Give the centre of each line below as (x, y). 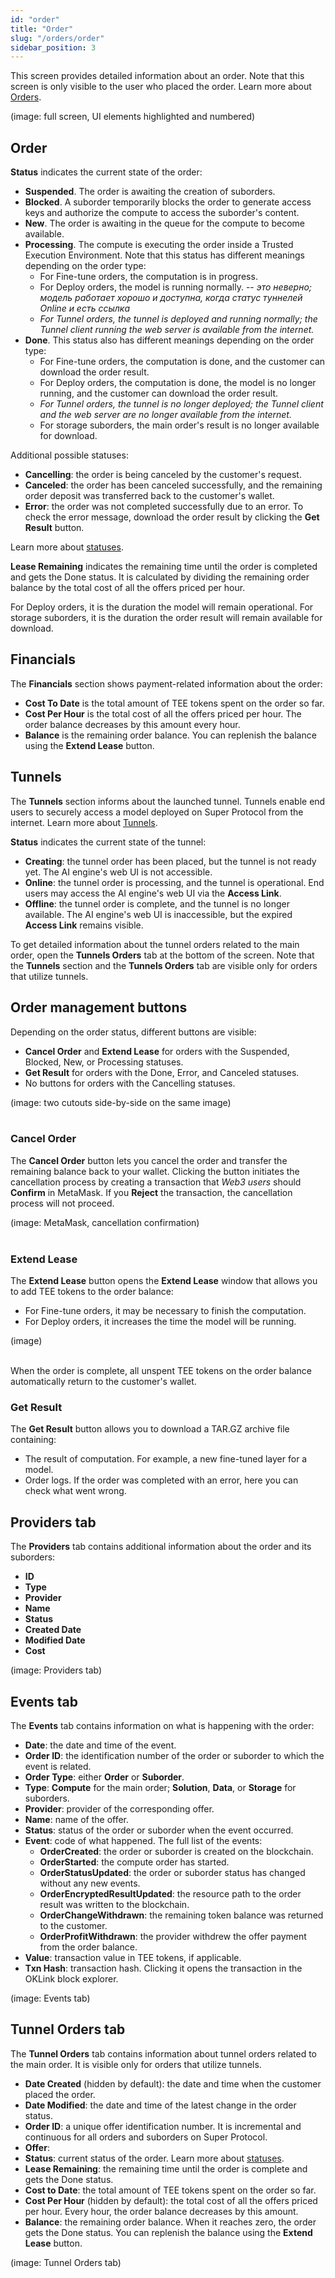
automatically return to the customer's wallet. (103, 1382)
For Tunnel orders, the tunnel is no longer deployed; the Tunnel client (181, 404)
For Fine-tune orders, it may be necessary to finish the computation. (165, 1311)
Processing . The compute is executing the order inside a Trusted (159, 245)
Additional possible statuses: (69, 455)
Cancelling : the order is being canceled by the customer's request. (163, 475)
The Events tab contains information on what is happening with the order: (162, 1726)
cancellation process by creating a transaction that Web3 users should (156, 1182)
